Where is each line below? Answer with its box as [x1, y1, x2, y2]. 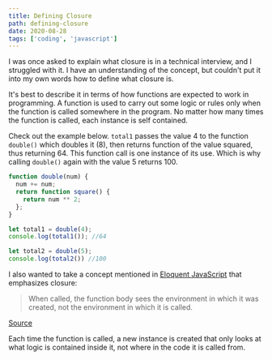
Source [8, 318, 32, 328]
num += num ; [15, 180, 57, 189]
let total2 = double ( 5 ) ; [8, 247, 92, 255]
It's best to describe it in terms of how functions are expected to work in [8, 90, 249, 100]
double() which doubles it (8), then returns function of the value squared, [8, 139, 253, 150]
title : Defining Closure [8, 11, 92, 20]
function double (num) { [8, 173, 89, 181]
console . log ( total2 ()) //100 [8, 255, 107, 264]
